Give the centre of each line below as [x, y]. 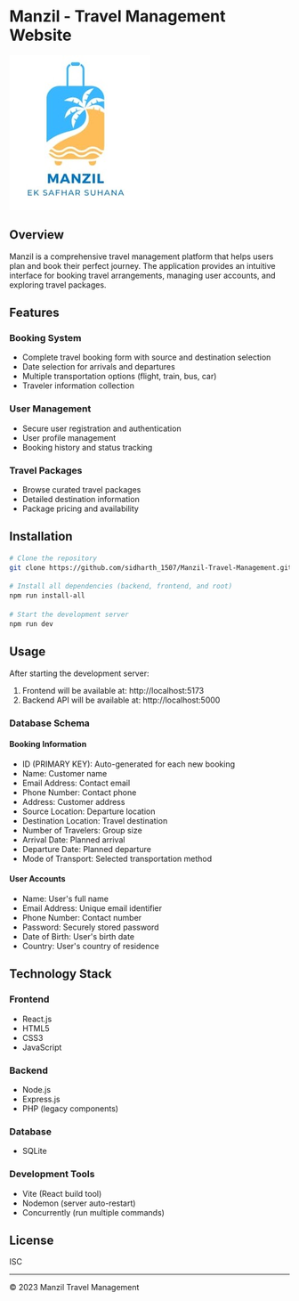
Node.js [36, 1089]
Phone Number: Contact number [82, 917]
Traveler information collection [78, 386]
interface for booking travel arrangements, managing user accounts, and [142, 275]
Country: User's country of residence [91, 946]
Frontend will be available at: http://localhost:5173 [113, 690]
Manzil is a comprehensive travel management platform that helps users [141, 256]
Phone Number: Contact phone [79, 792]
